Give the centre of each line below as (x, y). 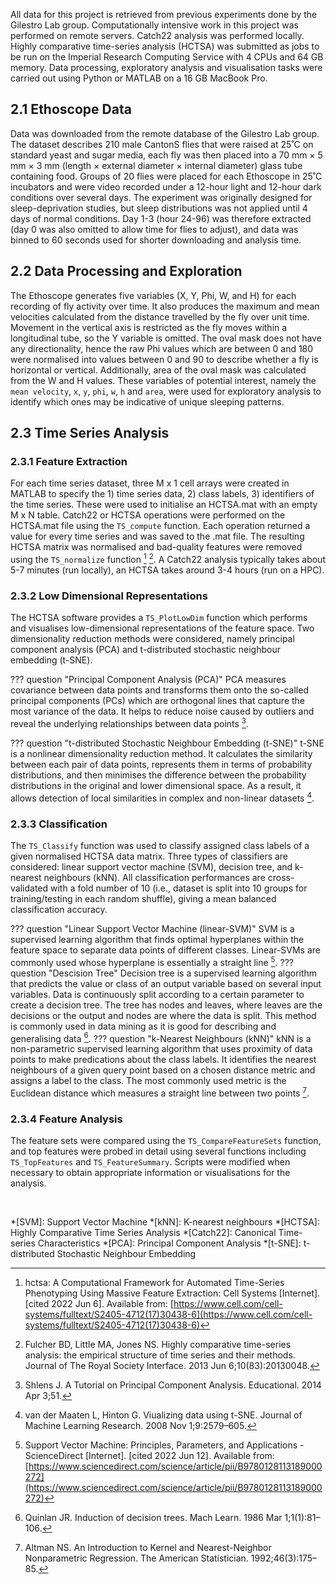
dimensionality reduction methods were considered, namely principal (152, 639)
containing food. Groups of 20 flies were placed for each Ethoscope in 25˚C (166, 176)
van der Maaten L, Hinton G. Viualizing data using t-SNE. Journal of (163, 1415)
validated (29, 888)
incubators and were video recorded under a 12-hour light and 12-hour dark (166, 186)
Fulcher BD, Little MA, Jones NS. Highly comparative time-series (158, 1345)
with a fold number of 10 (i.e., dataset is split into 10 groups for (178, 888)
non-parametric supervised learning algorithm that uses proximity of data (161, 1049)
